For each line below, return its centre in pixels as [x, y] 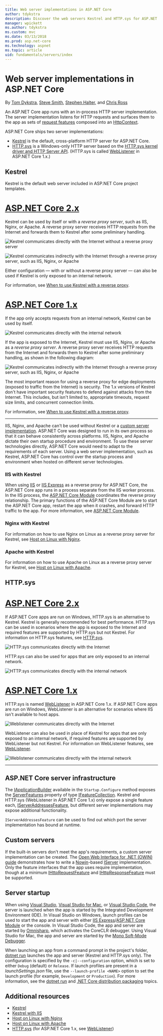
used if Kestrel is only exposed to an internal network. [59, 276]
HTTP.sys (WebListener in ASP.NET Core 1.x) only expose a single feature [79, 800]
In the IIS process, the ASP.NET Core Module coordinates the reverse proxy [81, 495]
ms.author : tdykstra [26, 28]
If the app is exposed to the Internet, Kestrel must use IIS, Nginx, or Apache [80, 342]
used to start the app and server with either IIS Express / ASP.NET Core [75, 920]
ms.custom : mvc [20, 32]
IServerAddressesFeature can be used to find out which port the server [76, 819]
